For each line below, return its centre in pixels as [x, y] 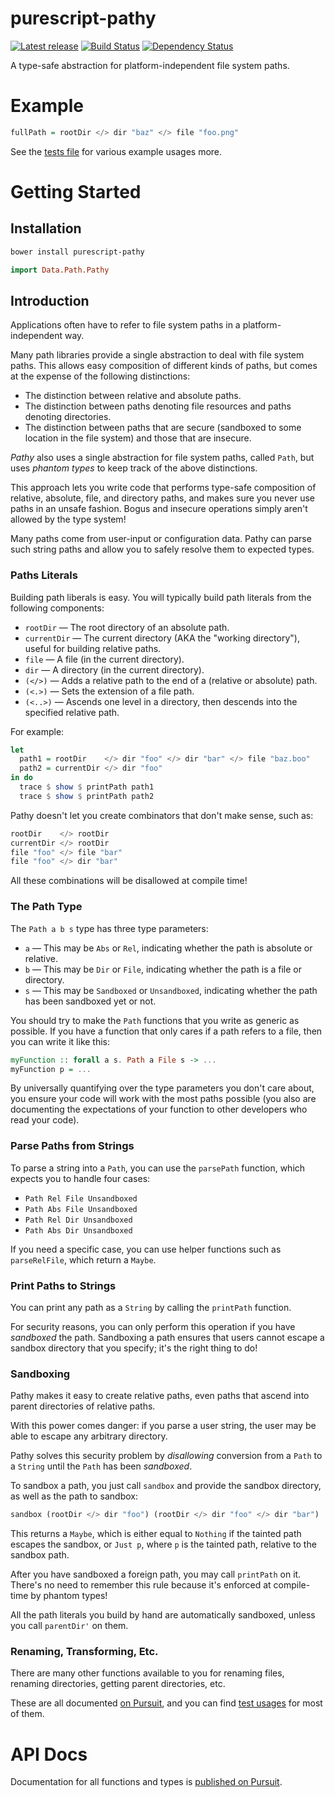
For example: [37, 731]
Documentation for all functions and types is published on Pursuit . [146, 1782]
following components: [57, 608]
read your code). [45, 1120]
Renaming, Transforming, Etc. [84, 1652]
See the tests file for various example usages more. [116, 151]
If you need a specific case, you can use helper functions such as [146, 1249]
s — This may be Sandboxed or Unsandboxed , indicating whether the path [171, 990]
